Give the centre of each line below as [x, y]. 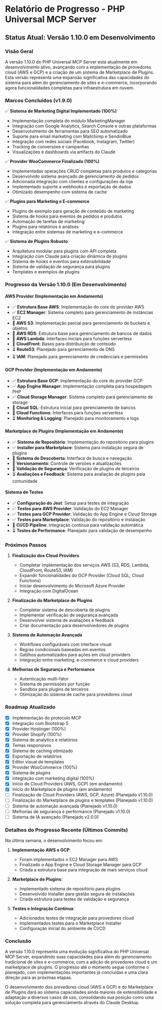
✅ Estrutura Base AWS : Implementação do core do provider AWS [78, 307]
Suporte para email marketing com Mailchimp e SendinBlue [72, 136]
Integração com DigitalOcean [49, 591]
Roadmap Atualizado [30, 707]
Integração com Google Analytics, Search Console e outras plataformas [84, 126]
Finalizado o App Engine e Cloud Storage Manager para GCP [81, 865]
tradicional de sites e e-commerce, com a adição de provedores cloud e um [81, 962]
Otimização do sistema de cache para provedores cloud [76, 695]
